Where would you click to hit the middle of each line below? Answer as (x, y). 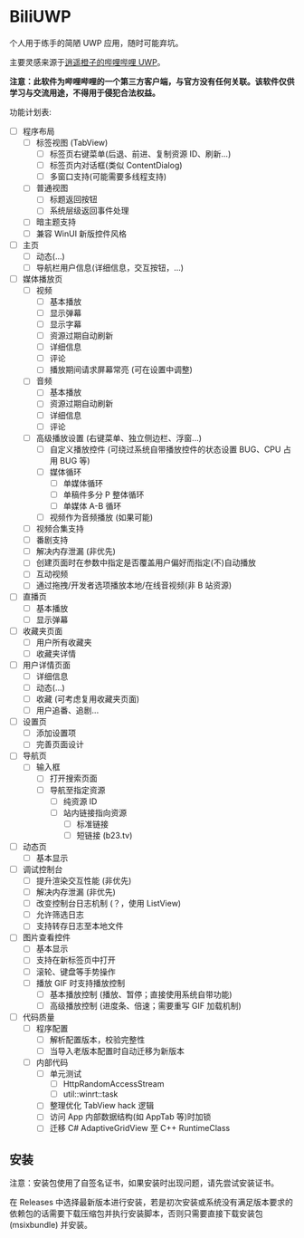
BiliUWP (40, 17)
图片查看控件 (46, 937)
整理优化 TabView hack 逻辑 (102, 1106)
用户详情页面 (46, 665)
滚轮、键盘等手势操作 (76, 972)
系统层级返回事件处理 (89, 211)
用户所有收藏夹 (64, 642)
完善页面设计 (60, 744)
